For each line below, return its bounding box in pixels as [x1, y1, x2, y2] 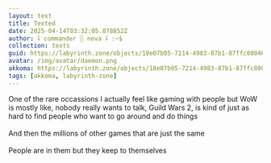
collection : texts [8, 42, 70, 50]
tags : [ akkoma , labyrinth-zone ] [8, 72, 117, 80]
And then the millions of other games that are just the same [8, 128, 206, 138]
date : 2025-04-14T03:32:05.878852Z [8, 27, 128, 35]
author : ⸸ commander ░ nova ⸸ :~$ [8, 34, 123, 43]
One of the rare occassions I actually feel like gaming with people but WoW [8, 94, 258, 103]
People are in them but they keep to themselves [8, 145, 167, 155]
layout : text [8, 11, 52, 20]
